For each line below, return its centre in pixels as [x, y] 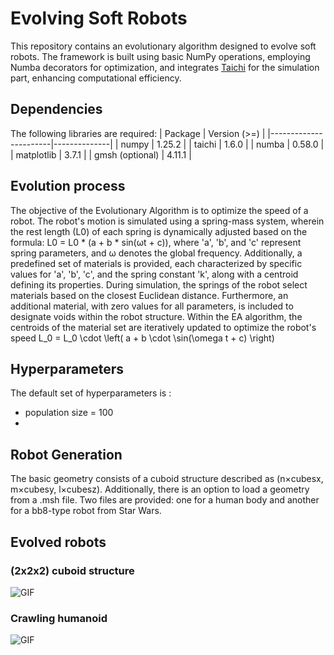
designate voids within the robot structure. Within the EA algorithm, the [156, 316]
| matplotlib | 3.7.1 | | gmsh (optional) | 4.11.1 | [101, 154]
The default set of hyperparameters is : [91, 393]
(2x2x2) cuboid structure [72, 570]
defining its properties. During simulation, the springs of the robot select [159, 284]
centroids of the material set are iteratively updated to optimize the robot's [163, 327]
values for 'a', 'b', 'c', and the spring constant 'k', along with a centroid [154, 274]
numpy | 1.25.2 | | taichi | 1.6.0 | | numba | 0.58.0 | [222, 144]
